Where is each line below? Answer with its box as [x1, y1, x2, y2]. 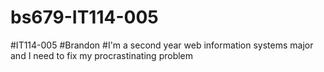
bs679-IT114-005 [10, 6, 159, 29]
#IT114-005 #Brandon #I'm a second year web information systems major [10, 39, 314, 51]
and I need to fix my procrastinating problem [10, 49, 194, 61]
